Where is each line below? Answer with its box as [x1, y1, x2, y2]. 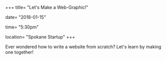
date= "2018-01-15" [5, 14, 47, 20]
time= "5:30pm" [5, 24, 39, 30]
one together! [5, 49, 34, 55]
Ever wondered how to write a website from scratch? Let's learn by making [5, 44, 161, 50]
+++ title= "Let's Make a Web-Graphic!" [5, 5, 89, 10]
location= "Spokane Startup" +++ [5, 34, 75, 40]
